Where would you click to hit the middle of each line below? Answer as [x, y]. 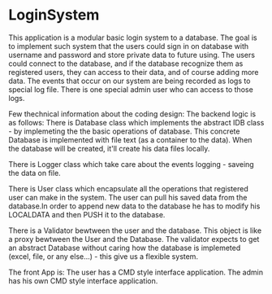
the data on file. [35, 173]
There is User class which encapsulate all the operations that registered [129, 188]
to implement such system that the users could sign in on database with [129, 46]
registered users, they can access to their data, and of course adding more [134, 72]
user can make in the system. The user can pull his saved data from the [128, 197]
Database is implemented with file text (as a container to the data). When [130, 139]
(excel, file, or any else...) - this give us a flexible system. [104, 256]
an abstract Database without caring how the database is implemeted [125, 248]
